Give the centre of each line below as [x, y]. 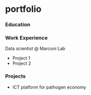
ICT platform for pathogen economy [49, 87]
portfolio [23, 9]
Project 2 [22, 63]
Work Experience [27, 38]
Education [18, 25]
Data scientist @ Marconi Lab [35, 48]
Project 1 [21, 58]
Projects [15, 76]
